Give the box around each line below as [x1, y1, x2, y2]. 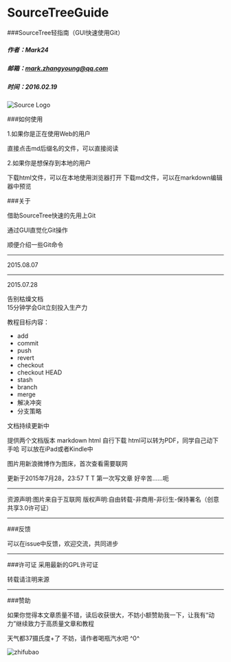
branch [16, 383, 38, 391]
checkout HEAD [16, 368, 63, 376]
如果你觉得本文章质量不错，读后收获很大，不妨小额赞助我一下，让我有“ [7, 610, 209, 619]
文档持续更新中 [7, 421, 49, 429]
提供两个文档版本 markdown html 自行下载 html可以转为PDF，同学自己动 [7, 436, 213, 445]
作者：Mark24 [7, 45, 49, 54]
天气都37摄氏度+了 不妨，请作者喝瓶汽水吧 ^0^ [7, 634, 140, 642]
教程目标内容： [7, 318, 49, 326]
